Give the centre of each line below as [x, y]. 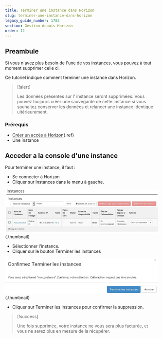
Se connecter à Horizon [36, 177]
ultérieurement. [32, 112]
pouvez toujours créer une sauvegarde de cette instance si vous [81, 101]
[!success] [27, 316]
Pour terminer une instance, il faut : [40, 168]
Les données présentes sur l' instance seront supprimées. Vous [81, 96]
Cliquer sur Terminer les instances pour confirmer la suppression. [78, 307]
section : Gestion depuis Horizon [39, 26]
